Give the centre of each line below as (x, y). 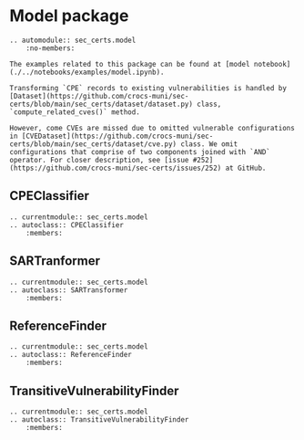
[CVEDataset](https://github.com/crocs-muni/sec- (117, 136)
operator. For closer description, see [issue (99, 160)
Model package (69, 16)
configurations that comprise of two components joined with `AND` (140, 152)
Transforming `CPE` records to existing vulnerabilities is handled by (148, 88)
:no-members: (51, 48)
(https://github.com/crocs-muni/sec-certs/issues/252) (116, 168)
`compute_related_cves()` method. (75, 112)
